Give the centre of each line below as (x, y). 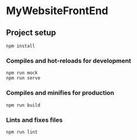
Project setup (31, 33)
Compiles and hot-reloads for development (69, 61)
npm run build (23, 105)
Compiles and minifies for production (60, 93)
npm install (20, 46)
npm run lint (22, 132)
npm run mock (22, 73)
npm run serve (23, 78)
